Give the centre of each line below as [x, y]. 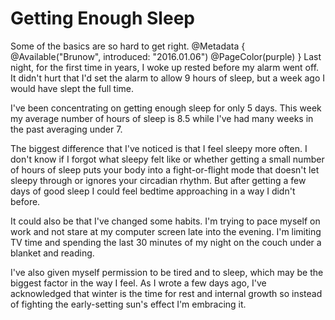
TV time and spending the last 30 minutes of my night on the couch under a [166, 242]
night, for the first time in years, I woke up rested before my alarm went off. [165, 67]
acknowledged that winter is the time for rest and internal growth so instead [166, 293]
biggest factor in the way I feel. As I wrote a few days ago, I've [138, 283]
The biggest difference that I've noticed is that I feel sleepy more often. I [159, 148]
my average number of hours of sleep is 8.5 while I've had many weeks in [162, 118]
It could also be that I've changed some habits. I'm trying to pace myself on [165, 221]
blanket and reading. [52, 253]
